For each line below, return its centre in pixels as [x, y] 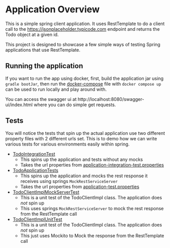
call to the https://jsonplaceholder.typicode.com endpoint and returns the [83, 29]
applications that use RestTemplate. [43, 50]
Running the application [44, 66]
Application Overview [52, 9]
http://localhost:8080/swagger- [111, 99]
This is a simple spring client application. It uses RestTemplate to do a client [85, 24]
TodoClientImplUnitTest [37, 219]
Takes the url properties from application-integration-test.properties [92, 164]
